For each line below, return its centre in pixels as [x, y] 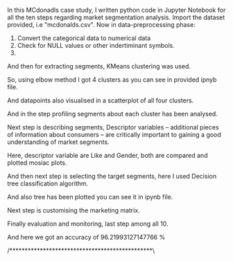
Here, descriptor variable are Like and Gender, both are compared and [107, 155]
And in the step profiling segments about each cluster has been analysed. [113, 114]
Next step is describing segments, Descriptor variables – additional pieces [113, 127]
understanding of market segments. [58, 142]
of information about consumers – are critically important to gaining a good [114, 135]
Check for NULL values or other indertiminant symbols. [96, 45]
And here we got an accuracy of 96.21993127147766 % [86, 237]
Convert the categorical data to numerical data [84, 38]
